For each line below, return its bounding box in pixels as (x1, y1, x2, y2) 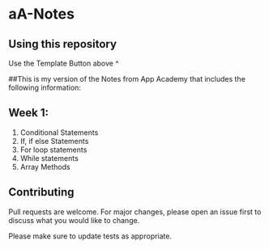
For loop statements (19, 145, 88, 154)
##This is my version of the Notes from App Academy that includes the (8, 74, 246, 83)
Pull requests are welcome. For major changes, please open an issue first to (8, 207, 262, 217)
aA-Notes (8, 5, 75, 23)
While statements (19, 153, 79, 162)
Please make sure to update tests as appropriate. (8, 231, 173, 241)
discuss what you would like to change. (8, 215, 140, 225)
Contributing (8, 185, 75, 199)
